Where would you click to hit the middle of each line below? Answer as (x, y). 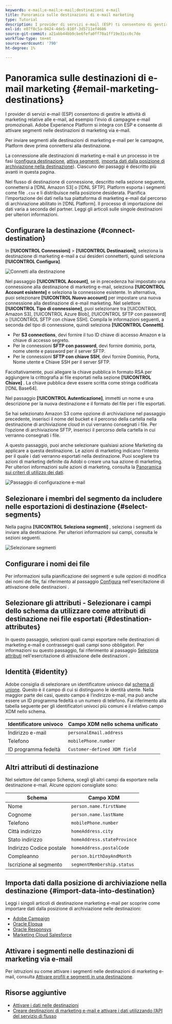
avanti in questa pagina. (30, 172)
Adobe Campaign (31, 919)
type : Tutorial (21, 19)
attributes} (23, 627)
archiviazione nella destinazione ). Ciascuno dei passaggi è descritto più (81, 166)
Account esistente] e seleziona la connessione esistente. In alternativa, (81, 292)
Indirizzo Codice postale (37, 848)
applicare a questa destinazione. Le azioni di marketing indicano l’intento (82, 451)
